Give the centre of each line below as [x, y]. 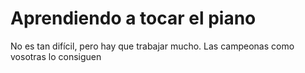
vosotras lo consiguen [56, 56]
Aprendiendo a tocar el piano [133, 18]
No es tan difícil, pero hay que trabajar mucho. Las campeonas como [152, 46]
